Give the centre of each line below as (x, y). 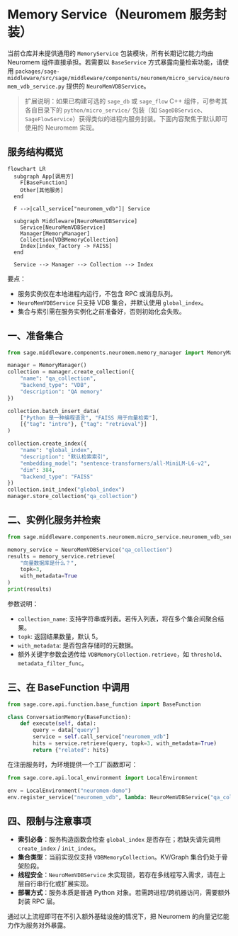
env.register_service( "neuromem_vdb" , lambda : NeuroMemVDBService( (109, 797)
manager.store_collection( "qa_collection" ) (73, 497)
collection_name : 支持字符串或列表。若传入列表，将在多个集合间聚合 (118, 619)
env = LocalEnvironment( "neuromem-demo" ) (69, 791)
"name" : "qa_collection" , (58, 379)
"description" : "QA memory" (61, 391)
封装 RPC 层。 (38, 901)
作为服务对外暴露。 (41, 925)
